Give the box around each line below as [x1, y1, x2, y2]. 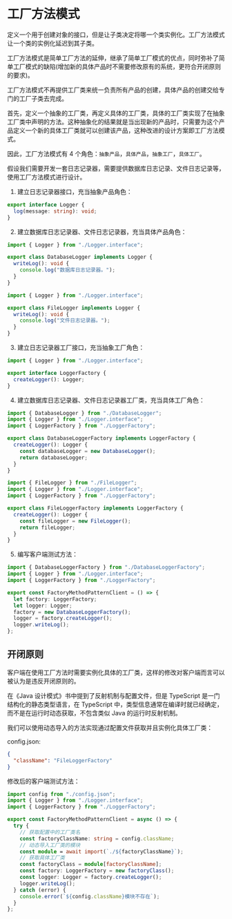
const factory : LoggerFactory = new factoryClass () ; [19, 867, 175, 874]
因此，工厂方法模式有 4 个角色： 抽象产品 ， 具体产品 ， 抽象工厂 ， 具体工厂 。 [7, 149, 206, 157]
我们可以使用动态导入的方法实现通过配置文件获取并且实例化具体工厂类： [7, 723, 213, 732]
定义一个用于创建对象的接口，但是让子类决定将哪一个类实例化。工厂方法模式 [7, 30, 225, 39]
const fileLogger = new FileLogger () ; [19, 517, 131, 525]
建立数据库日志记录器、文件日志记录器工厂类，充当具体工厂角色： [17, 396, 205, 404]
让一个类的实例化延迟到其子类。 [7, 39, 98, 47]
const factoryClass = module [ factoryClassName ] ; [19, 861, 162, 868]
